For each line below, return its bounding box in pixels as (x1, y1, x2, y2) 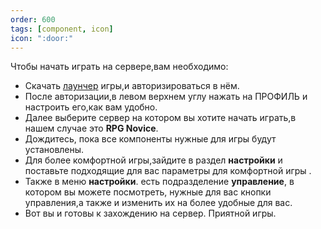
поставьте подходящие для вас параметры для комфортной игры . (24, 165, 312, 177)
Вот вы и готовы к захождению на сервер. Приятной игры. (24, 207, 277, 220)
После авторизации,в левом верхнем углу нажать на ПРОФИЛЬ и (24, 91, 308, 103)
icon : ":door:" (10, 33, 74, 43)
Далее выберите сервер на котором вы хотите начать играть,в (24, 112, 297, 124)
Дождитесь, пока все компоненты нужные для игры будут (24, 133, 277, 145)
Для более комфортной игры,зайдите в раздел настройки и (24, 154, 283, 166)
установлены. (24, 144, 85, 156)
